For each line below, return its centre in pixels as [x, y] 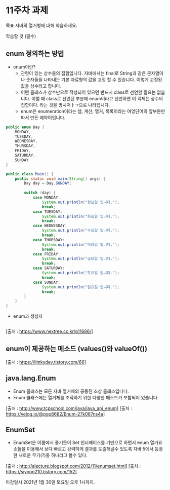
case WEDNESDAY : [50, 226]
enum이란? [24, 67]
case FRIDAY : [46, 254]
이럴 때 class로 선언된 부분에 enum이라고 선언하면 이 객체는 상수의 [97, 98]
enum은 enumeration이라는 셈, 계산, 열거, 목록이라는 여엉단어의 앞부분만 [93, 111]
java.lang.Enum [31, 378]
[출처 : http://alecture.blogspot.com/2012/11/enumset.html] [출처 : [73, 466]
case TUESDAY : [48, 212]
